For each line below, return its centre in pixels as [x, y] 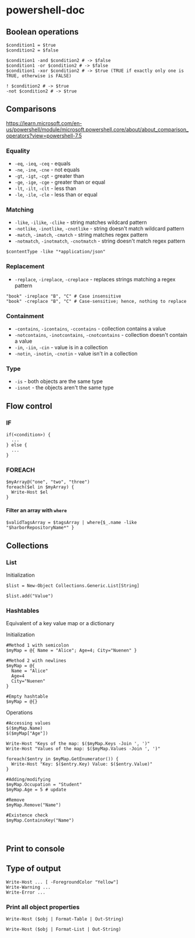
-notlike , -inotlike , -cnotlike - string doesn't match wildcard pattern [99, 229]
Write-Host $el [30, 492]
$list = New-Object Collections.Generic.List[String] [73, 586]
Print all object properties [43, 907]
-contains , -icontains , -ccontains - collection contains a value [90, 329]
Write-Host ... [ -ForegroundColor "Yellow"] [62, 882]
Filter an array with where [36, 510]
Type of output [34, 869]
